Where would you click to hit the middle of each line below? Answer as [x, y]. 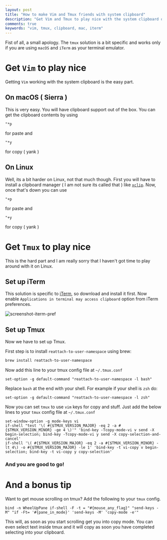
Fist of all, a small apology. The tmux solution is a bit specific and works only [83, 42]
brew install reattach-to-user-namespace [49, 361]
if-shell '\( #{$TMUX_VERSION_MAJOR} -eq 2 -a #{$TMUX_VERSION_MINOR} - [82, 443]
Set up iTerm [25, 282]
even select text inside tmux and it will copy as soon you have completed [80, 527]
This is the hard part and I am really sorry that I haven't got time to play [78, 261]
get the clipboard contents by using [42, 115]
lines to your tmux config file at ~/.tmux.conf [50, 412]
